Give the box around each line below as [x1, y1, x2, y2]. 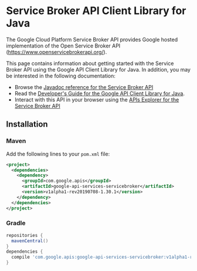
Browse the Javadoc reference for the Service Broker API [14, 83, 154, 90]
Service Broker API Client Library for [6, 4, 186, 18]
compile [11, 254, 30, 260]
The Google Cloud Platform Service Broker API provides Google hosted [6, 36, 178, 43]
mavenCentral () [11, 238, 49, 244]
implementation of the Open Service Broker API [6, 42, 121, 49]
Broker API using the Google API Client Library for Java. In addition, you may [6, 66, 191, 73]
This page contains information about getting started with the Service [6, 60, 174, 67]
